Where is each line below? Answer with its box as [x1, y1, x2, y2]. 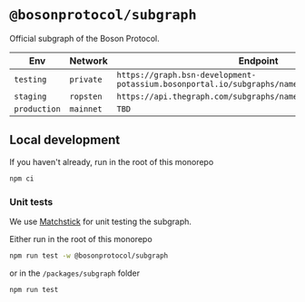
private [69, 74, 103, 84]
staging [14, 91, 47, 102]
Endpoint [238, 54, 279, 67]
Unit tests [9, 195, 54, 208]
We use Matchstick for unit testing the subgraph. [9, 216, 192, 227]
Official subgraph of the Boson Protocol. [9, 33, 161, 44]
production [14, 103, 61, 114]
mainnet [69, 103, 103, 114]
